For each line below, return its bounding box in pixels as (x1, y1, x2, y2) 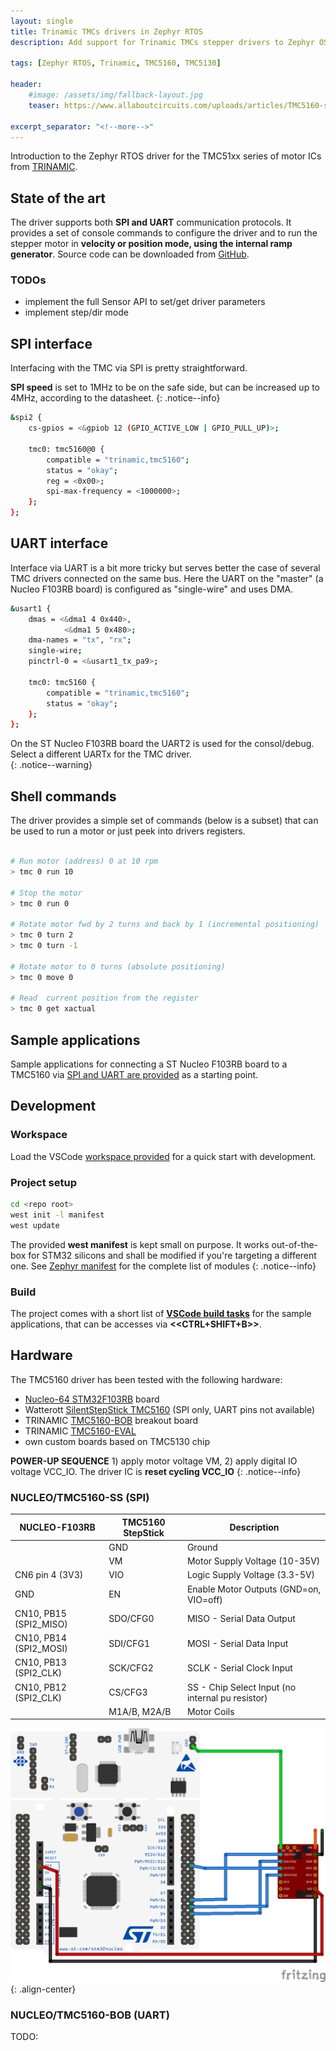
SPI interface (10, 335, 93, 352)
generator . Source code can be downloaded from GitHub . (10, 248, 250, 260)
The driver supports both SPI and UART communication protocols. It (10, 216, 292, 229)
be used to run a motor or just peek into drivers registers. (10, 825, 246, 837)
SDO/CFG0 (108, 1613, 155, 1625)
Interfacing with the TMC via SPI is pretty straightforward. (10, 362, 248, 374)
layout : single (10, 16, 74, 26)
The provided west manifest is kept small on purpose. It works (10, 1238, 270, 1250)
